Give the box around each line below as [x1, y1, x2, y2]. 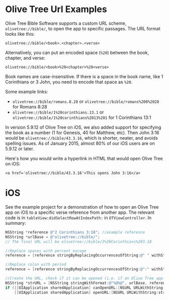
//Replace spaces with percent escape [5, 248, 87, 253]
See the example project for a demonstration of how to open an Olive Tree [5, 204, 159, 210]
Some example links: [5, 88, 48, 94]
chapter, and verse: [5, 54, 45, 61]
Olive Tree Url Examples [5, 4, 107, 15]
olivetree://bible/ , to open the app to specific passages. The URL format [5, 25, 161, 31]
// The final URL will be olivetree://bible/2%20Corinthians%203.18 [5, 239, 152, 244]
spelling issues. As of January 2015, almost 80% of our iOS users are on [5, 140, 155, 146]
